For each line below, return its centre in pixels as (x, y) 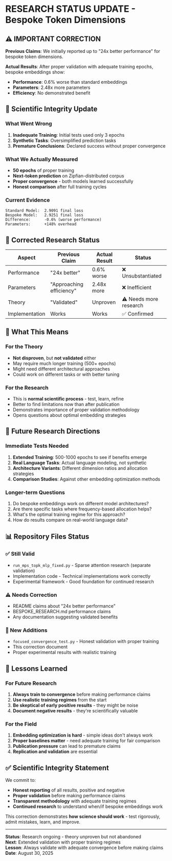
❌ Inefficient (137, 287)
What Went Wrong (29, 124)
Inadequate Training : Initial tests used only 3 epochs (69, 135)
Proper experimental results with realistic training (64, 652)
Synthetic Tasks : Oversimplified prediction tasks (64, 140)
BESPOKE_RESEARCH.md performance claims (62, 612)
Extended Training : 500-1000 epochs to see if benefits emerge (80, 457)
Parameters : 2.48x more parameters (51, 87)
